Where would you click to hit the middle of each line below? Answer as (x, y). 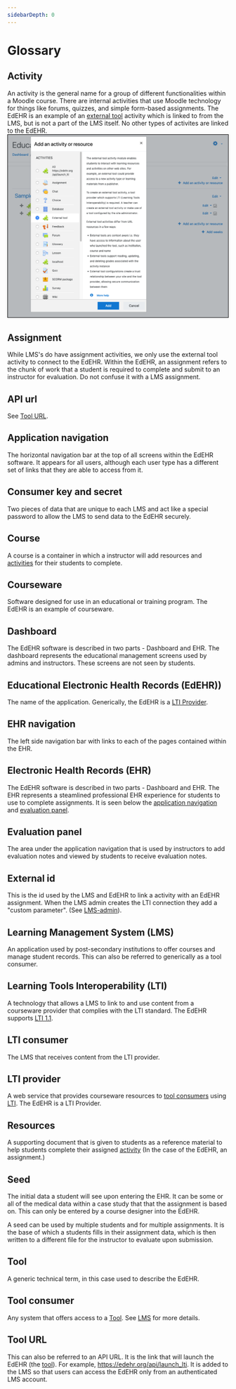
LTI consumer (38, 1040)
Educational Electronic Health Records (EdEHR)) (114, 685)
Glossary (34, 50)
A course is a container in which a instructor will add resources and (105, 555)
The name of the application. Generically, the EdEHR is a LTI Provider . (108, 702)
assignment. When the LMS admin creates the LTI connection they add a (112, 903)
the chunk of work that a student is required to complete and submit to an (114, 369)
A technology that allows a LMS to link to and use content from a (101, 1003)
